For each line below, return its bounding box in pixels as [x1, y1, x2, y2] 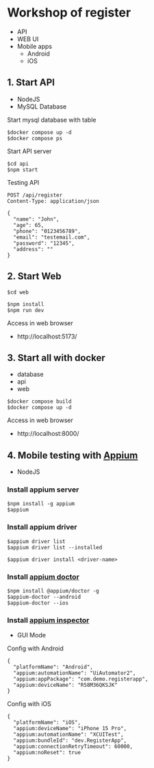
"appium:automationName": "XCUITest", [13, 731, 125, 738]
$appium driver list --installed [7, 544, 103, 551]
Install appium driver [7, 523, 77, 532]
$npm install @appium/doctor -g [7, 588, 99, 595]
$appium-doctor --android [7, 593, 81, 601]
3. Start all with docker [7, 352, 105, 364]
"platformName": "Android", [13, 663, 94, 671]
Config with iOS [7, 700, 51, 708]
